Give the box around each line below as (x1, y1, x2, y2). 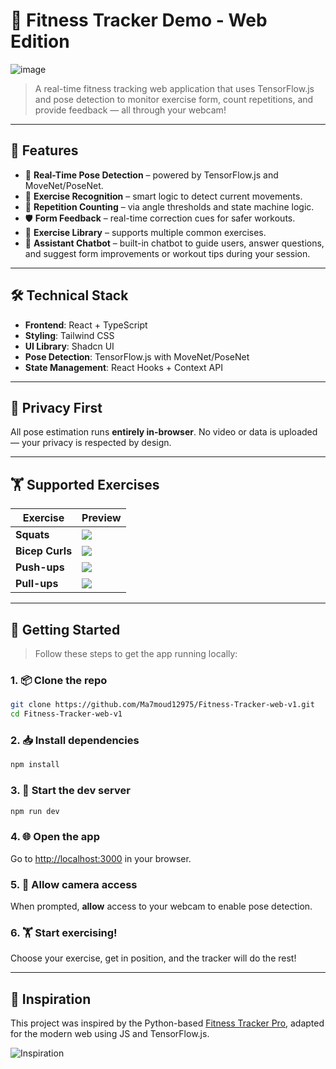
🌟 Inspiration (10, 990, 92, 1008)
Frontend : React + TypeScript (24, 319, 148, 331)
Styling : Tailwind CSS (24, 329, 115, 341)
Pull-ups (15, 577, 59, 591)
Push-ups (15, 560, 65, 574)
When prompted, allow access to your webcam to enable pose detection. (10, 900, 313, 912)
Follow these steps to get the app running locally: (34, 648, 238, 659)
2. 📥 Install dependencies (10, 733, 140, 747)
